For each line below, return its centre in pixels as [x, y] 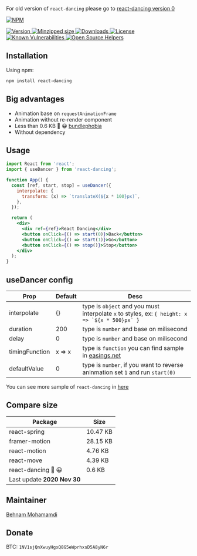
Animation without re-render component [63, 119]
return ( [22, 218]
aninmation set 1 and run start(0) [129, 372]
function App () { [27, 180]
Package [45, 422]
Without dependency [40, 132]
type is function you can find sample [133, 348]
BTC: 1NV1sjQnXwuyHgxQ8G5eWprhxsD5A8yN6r [57, 547]
